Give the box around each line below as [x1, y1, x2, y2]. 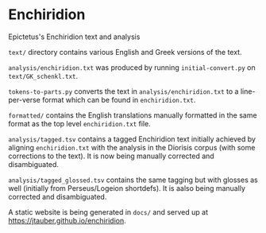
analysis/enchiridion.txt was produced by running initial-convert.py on [8, 62, 256, 72]
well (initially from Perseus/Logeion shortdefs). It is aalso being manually [8, 183, 246, 192]
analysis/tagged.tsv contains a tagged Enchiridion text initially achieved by [8, 134, 256, 144]
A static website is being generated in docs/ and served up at [8, 207, 209, 216]
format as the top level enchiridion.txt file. [8, 118, 151, 128]
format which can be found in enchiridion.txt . [42, 95, 196, 104]
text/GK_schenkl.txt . [8, 71, 79, 80]
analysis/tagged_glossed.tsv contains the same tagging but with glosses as [8, 175, 258, 184]
